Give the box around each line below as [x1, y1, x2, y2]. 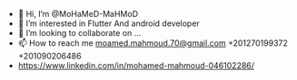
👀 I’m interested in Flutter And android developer [17, 18, 200, 29]
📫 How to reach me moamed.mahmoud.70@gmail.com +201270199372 [17, 38, 289, 49]
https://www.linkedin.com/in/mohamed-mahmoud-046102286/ [17, 60, 255, 71]
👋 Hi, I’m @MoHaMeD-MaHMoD [17, 9, 139, 19]
